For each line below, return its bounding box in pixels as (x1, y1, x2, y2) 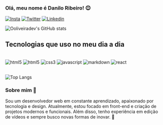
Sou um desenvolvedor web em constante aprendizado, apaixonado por (5, 98, 154, 104)
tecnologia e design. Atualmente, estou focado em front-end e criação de (5, 103, 156, 109)
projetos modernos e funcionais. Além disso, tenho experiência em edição (5, 108, 158, 114)
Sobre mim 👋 (5, 86, 36, 93)
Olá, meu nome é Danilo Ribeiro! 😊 (5, 4, 91, 11)
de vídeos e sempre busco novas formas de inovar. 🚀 (5, 114, 115, 120)
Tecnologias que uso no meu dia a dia (5, 40, 125, 48)
